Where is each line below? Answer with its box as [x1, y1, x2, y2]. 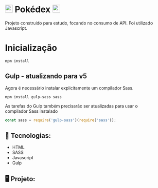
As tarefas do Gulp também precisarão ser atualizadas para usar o [5, 103, 138, 109]
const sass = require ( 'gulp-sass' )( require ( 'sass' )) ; [5, 118, 117, 123]
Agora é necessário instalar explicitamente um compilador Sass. [5, 85, 134, 91]
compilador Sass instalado [5, 108, 58, 114]
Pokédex [14, 4, 51, 15]
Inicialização [5, 42, 57, 54]
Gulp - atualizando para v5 [5, 72, 88, 81]
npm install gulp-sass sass [5, 94, 62, 99]
